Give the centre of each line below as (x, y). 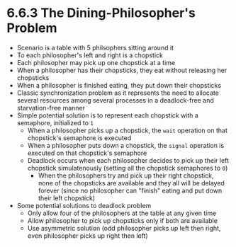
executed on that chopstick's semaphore (87, 153)
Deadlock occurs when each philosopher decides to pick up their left (128, 160)
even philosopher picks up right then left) (88, 236)
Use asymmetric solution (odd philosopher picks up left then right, (124, 228)
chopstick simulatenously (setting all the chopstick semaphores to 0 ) (128, 168)
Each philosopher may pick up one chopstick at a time (96, 62)
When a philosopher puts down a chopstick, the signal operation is (126, 145)
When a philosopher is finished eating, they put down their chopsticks (119, 85)
